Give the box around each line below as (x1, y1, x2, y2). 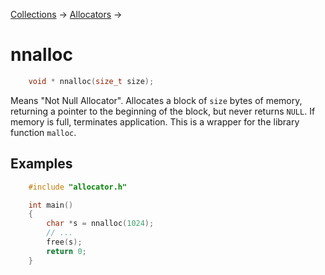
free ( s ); (46, 237, 83, 247)
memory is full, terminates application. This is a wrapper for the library (10, 115, 300, 128)
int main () (28, 200, 74, 210)
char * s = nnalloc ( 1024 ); (46, 219, 155, 229)
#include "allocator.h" (28, 182, 128, 192)
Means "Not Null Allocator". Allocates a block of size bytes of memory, (10, 94, 303, 106)
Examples (10, 155, 73, 173)
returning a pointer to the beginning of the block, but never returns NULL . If (10, 105, 316, 117)
